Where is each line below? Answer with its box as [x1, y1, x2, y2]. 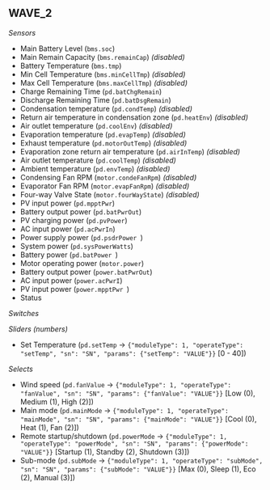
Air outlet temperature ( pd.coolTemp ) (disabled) [19, 155, 176, 165]
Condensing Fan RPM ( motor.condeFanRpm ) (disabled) [19, 172, 197, 182]
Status [19, 293, 42, 302]
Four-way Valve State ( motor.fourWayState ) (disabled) [19, 189, 200, 199]
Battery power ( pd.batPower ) [19, 250, 119, 260]
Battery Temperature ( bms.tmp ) [19, 61, 122, 70]
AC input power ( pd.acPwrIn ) [19, 224, 116, 234]
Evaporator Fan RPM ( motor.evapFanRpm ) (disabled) [19, 181, 190, 191]
